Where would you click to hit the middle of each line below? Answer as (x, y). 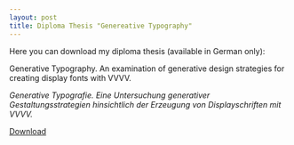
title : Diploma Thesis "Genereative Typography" (101, 26)
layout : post (33, 17)
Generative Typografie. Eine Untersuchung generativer (110, 95)
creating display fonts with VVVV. (70, 77)
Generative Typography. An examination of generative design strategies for (147, 68)
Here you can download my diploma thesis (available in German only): (137, 51)
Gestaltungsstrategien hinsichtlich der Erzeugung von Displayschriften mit (145, 104)
